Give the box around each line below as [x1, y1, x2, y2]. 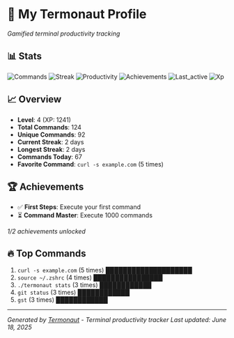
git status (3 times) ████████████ [17, 289, 130, 297]
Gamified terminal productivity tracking [7, 29, 120, 38]
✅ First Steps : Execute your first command [17, 203, 141, 211]
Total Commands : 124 [17, 123, 82, 131]
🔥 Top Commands [7, 247, 86, 259]
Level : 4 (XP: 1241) [17, 115, 72, 124]
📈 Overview [7, 93, 62, 105]
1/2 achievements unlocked [7, 227, 86, 236]
